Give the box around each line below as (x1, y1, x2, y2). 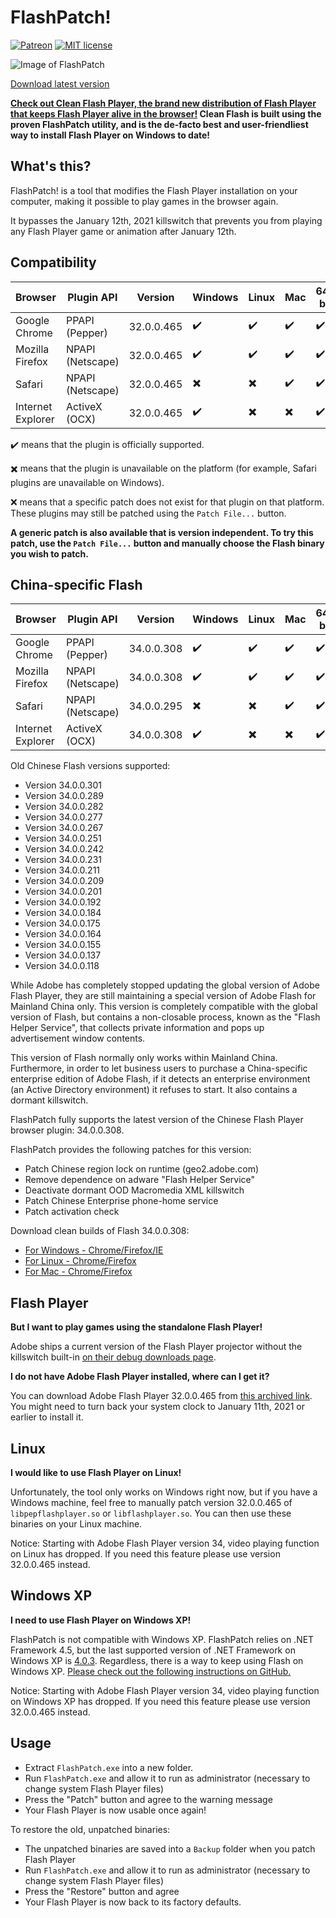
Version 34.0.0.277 (24, 811, 103, 823)
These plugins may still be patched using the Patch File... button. (10, 507, 287, 519)
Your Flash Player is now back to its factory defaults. (24, 1896, 242, 1908)
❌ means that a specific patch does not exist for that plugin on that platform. (10, 496, 325, 508)
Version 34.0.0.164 (24, 928, 102, 940)
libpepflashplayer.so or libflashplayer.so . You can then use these (10, 1507, 292, 1519)
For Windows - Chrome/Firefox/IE (24, 1244, 164, 1256)
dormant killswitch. (10, 1094, 89, 1106)
